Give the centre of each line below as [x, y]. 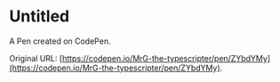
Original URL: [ [36, 58]
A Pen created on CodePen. [60, 41]
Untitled [40, 16]
